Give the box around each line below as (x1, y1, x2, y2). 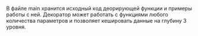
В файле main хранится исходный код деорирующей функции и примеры (6, 5, 192, 12)
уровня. (6, 23, 26, 30)
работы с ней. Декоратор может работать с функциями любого (6, 11, 168, 18)
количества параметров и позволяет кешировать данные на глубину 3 (6, 17, 187, 24)
